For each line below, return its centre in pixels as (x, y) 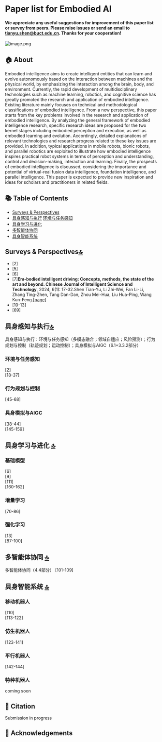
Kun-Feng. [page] (29, 299)
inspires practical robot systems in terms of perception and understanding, (80, 156)
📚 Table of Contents (37, 198)
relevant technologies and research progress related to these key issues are (81, 141)
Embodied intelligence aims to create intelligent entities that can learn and (79, 74)
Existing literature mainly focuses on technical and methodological (71, 105)
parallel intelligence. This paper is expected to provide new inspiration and (79, 177)
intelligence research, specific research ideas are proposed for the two (76, 125)
